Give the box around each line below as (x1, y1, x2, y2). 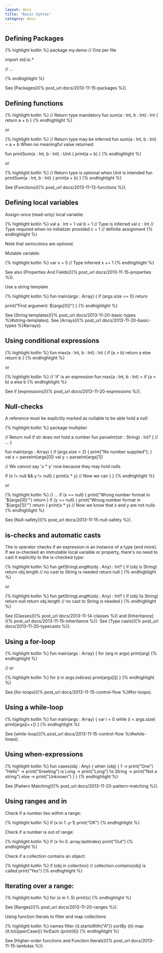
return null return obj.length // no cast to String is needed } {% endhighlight (5, 598, 156, 604)
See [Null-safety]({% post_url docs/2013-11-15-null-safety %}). (5, 517, 132, 523)
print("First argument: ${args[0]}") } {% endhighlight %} (5, 303, 118, 308)
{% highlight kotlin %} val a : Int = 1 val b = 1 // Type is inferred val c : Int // (5, 221, 154, 227)
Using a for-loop (5, 637, 56, 646)
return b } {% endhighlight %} (5, 355, 65, 361)
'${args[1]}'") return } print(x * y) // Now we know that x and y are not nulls (5, 502, 155, 508)
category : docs (5, 16, 36, 21)
